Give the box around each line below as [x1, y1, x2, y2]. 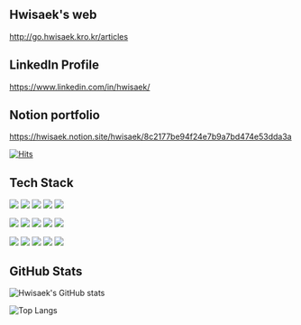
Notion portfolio [9, 107, 101, 123]
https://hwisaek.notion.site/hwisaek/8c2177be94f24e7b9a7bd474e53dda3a [9, 131, 292, 143]
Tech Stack [9, 175, 74, 190]
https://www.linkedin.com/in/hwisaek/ [9, 81, 150, 92]
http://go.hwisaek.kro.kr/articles [9, 31, 129, 42]
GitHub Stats [9, 264, 83, 279]
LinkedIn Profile [9, 58, 99, 73]
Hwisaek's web [9, 7, 97, 23]
